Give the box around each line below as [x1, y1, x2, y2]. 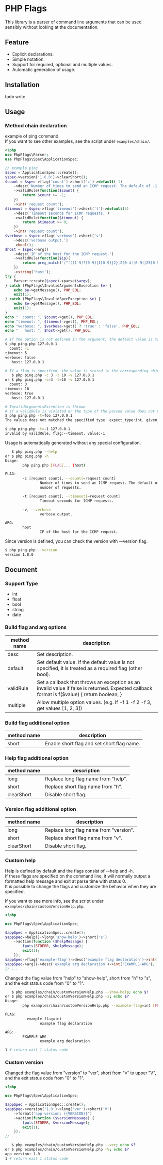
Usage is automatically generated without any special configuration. [5, 440, 141, 445]
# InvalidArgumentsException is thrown [5, 404, 86, 409]
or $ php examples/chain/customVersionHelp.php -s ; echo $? [5, 994, 130, 999]
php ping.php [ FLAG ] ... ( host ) [22, 463, 86, 468]
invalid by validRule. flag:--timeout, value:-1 [5, 431, 105, 436]
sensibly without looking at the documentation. [5, 24, 98, 30]
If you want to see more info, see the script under [5, 898, 104, 904]
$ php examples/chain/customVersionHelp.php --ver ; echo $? [11, 1143, 136, 1148]
